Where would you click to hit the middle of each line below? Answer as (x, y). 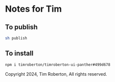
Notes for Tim (34, 9)
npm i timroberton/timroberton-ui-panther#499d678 (58, 64)
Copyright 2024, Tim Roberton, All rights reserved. (56, 74)
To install (19, 53)
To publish (21, 27)
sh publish (16, 38)
